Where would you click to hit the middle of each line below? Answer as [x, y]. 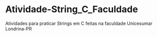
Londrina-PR [19, 28]
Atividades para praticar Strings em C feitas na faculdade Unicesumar [79, 23]
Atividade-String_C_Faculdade [72, 9]
